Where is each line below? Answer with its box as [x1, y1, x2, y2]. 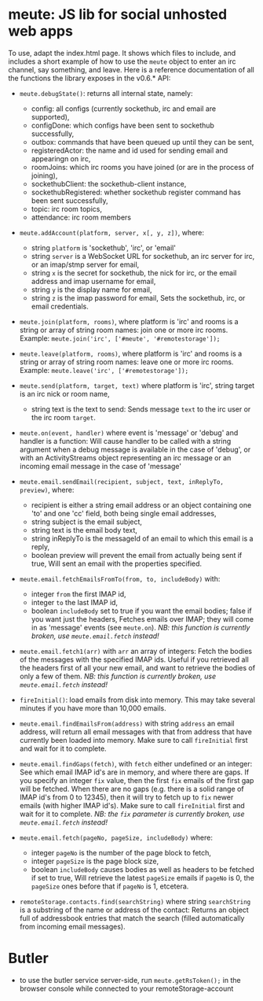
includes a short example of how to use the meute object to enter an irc [8, 57, 237, 66]
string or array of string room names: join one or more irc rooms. [19, 325, 228, 334]
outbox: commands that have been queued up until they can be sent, [31, 137, 254, 146]
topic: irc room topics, [31, 204, 102, 213]
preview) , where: [19, 485, 75, 494]
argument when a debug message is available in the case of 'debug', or [19, 445, 251, 454]
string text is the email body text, [31, 525, 137, 534]
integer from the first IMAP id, [31, 589, 127, 599]
